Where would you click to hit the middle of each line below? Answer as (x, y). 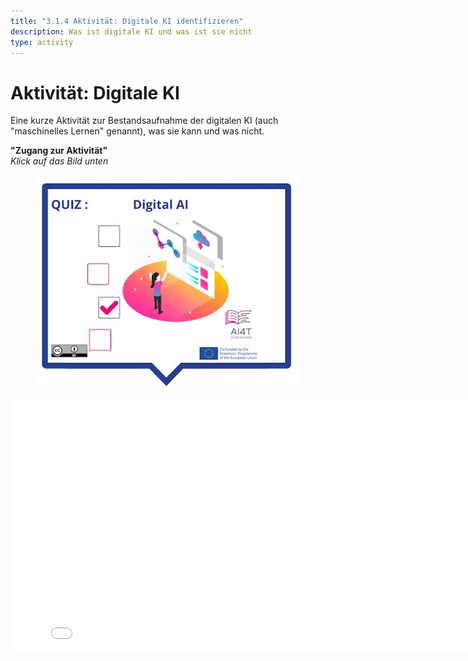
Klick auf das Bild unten (59, 161)
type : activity (42, 42)
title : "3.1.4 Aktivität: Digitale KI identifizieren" (127, 21)
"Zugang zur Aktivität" (59, 151)
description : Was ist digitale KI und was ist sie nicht (131, 31)
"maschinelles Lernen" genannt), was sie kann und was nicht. (137, 131)
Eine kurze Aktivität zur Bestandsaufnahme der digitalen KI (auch (144, 121)
